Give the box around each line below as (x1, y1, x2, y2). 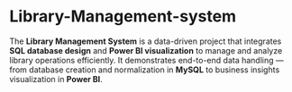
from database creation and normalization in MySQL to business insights (9, 64, 280, 75)
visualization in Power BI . (9, 73, 103, 84)
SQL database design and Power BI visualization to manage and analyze (9, 45, 283, 55)
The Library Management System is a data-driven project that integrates (9, 36, 282, 46)
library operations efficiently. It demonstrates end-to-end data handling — (9, 54, 284, 65)
